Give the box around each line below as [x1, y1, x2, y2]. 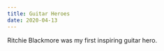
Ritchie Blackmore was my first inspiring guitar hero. [7, 36, 158, 44]
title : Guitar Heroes [7, 10, 70, 17]
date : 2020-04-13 [7, 17, 58, 24]
